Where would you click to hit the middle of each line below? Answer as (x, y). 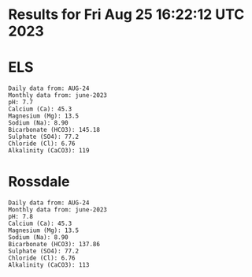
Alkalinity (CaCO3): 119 (49, 151)
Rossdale (39, 182)
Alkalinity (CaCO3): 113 (49, 265)
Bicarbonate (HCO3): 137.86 (54, 245)
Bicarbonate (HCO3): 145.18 (54, 130)
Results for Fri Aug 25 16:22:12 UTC (126, 15)
